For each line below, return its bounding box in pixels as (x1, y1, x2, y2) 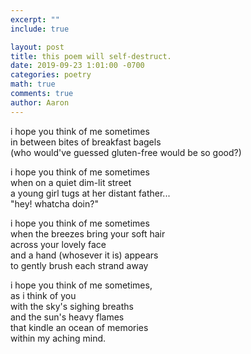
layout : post (10, 42, 65, 52)
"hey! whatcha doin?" (10, 197, 99, 210)
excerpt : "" (10, 14, 60, 25)
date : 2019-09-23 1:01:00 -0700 (10, 61, 145, 71)
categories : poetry (10, 70, 92, 80)
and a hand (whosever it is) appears (10, 249, 159, 261)
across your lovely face (10, 238, 107, 250)
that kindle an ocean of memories (10, 321, 149, 333)
